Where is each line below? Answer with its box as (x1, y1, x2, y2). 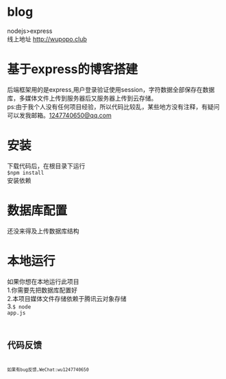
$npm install (7, 169, 45, 176)
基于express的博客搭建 (7, 62, 138, 77)
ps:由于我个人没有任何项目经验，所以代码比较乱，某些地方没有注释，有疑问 (7, 102, 220, 110)
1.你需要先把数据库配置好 (7, 286, 77, 294)
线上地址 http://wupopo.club (7, 35, 88, 43)
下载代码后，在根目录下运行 (7, 162, 86, 170)
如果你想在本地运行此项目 (7, 277, 79, 285)
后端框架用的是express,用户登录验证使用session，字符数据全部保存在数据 (7, 85, 215, 93)
